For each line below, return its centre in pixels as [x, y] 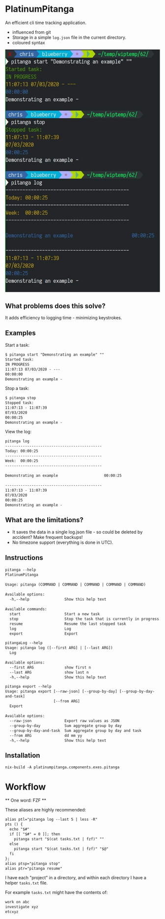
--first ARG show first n [50, 667]
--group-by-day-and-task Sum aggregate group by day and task [75, 730]
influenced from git [31, 32]
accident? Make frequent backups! [47, 537]
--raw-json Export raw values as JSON [65, 721]
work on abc [17, 902]
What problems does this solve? [55, 306]
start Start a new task [55, 614]
